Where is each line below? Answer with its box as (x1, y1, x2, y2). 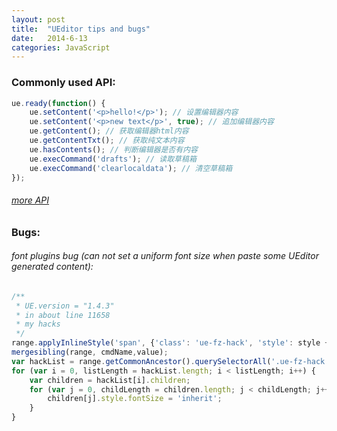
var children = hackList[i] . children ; (29, 375, 191, 385)
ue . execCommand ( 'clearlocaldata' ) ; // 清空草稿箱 (29, 163, 233, 173)
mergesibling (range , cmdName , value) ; (11, 347, 169, 358)
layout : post (11, 14, 66, 25)
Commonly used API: (11, 76, 116, 90)
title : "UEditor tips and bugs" (11, 24, 151, 34)
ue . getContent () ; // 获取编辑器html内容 (29, 126, 189, 136)
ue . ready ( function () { (11, 98, 106, 108)
